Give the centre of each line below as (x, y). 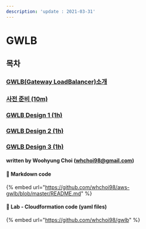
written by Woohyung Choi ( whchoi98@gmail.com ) (70, 161)
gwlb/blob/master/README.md (44, 193)
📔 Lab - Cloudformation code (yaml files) (57, 207)
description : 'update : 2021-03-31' (51, 11)
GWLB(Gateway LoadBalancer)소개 (57, 82)
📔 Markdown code (29, 174)
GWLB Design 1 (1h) (34, 115)
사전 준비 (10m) (27, 99)
